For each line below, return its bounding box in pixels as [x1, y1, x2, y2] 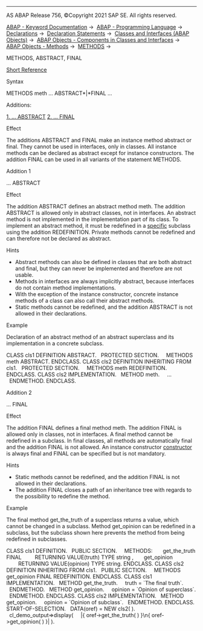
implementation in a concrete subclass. [6, 340, 104, 347]
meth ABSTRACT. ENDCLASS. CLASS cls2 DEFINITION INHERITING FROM [6, 358, 192, 365]
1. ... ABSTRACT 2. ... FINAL [6, 113, 75, 120]
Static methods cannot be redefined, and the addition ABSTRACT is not [14, 303, 193, 311]
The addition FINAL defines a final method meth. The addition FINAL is [6, 425, 182, 431]
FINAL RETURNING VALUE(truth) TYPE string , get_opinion [6, 553, 173, 561]
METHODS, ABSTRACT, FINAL [6, 55, 83, 61]
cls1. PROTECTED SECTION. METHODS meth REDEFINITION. [6, 365, 167, 371]
